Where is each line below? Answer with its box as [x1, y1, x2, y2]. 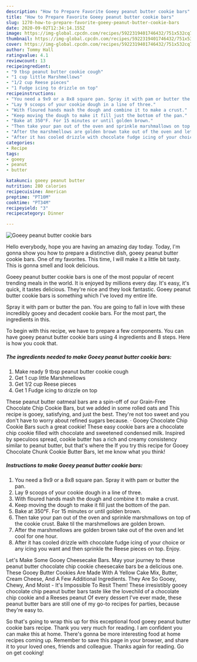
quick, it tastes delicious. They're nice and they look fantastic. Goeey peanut [6, 286, 191, 293]
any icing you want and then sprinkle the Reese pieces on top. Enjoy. [14, 545, 181, 553]
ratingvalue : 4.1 [6, 52, 49, 58]
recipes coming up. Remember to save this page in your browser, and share [6, 637, 189, 644]
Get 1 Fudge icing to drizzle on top [14, 387, 98, 394]
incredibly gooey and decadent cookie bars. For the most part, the [6, 310, 167, 317]
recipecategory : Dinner [6, 210, 64, 216]
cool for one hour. [14, 533, 58, 540]
